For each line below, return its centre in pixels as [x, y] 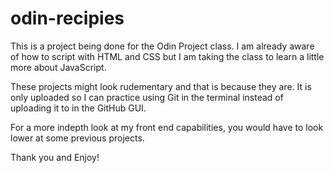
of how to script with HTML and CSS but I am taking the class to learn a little [167, 56]
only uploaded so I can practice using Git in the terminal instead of [147, 97]
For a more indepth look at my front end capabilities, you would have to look [167, 127]
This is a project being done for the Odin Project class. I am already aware [162, 46]
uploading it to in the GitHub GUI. [78, 108]
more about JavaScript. [58, 67]
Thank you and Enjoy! [55, 157]
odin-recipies [67, 18]
